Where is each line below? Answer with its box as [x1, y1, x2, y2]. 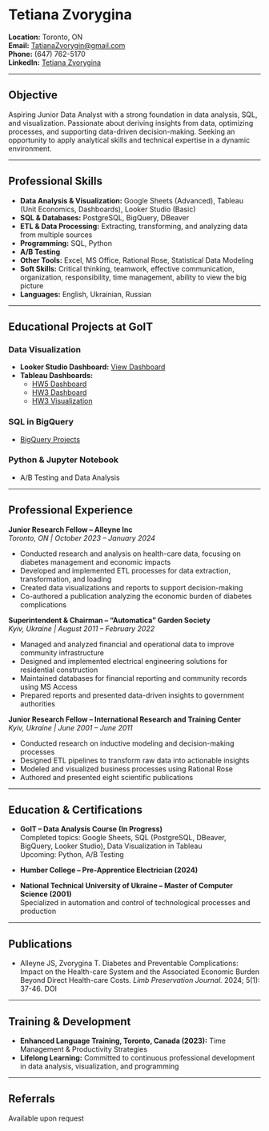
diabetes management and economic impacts [19, 557, 171, 566]
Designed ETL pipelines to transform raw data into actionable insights [19, 755, 250, 765]
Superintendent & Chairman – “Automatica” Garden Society [8, 615, 211, 625]
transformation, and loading [19, 574, 112, 584]
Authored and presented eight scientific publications [19, 772, 194, 782]
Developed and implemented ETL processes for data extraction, [19, 565, 231, 575]
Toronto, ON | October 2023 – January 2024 [8, 533, 156, 542]
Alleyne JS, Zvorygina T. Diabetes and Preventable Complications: [19, 959, 239, 968]
